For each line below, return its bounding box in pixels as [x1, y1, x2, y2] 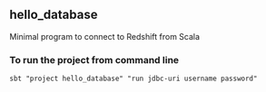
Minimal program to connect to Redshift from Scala [9, 31, 201, 41]
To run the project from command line [9, 53, 180, 66]
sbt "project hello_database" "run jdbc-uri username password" [9, 74, 258, 84]
